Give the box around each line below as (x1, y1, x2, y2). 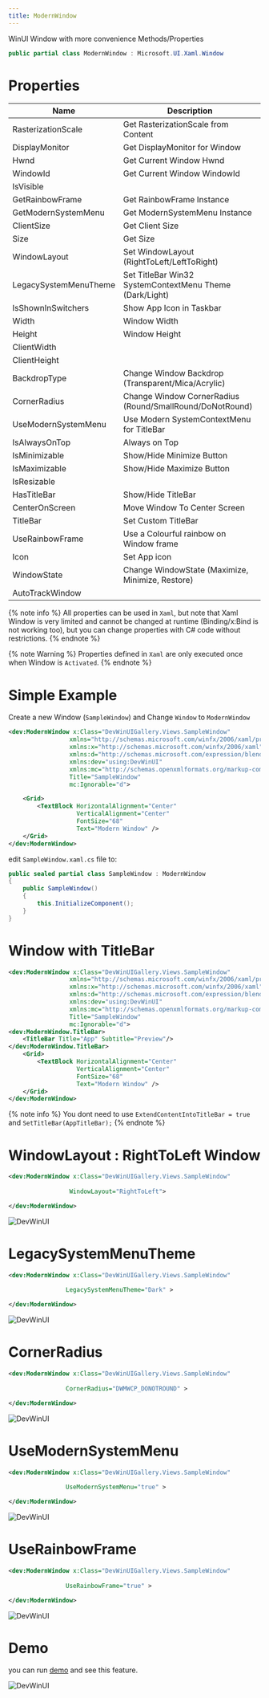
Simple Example (8, 686, 118, 704)
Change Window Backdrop (122, 368, 224, 379)
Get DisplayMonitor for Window (122, 142, 242, 153)
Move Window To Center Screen (122, 503, 246, 514)
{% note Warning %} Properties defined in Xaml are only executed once (8, 649, 243, 659)
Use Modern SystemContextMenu (122, 414, 251, 426)
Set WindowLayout (122, 246, 195, 258)
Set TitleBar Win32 (122, 270, 195, 281)
